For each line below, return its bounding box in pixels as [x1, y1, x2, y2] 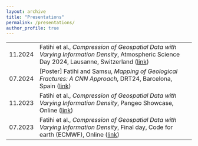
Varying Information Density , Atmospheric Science [39, 51, 180, 59]
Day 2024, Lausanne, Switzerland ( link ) [39, 58, 149, 66]
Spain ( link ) [39, 82, 71, 90]
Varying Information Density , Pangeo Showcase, [39, 99, 174, 107]
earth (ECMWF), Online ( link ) [39, 131, 120, 139]
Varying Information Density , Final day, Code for [39, 123, 173, 131]
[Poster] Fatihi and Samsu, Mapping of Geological [39, 67, 178, 75]
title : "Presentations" [6, 14, 65, 20]
